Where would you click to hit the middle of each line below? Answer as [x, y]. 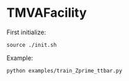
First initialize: [26, 32]
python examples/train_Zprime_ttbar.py [64, 71]
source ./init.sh [32, 45]
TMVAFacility [47, 13]
